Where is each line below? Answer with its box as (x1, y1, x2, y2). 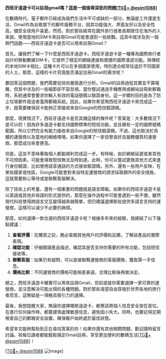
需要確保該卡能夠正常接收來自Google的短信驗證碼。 (18, 105, 124, 111)
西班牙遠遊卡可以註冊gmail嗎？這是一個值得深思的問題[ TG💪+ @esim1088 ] (5, 5, 157, 10)
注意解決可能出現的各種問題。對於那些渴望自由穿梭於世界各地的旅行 (22, 286, 161, 292)
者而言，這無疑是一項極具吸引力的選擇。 (5, 292, 87, 298)
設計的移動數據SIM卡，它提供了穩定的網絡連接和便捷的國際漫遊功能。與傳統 (5, 57, 161, 63)
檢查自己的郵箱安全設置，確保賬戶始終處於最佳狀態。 (5, 315, 114, 321)
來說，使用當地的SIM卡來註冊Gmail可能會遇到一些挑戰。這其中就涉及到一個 (5, 34, 159, 40)
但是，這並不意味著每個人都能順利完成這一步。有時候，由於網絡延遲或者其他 (5, 151, 161, 156)
